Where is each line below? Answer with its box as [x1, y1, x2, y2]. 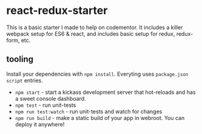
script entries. [6, 76, 44, 84]
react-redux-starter [6, 4, 108, 18]
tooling [6, 54, 33, 64]
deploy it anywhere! [15, 121, 65, 128]
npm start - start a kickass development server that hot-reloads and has [15, 89, 196, 96]
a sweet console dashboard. [15, 95, 86, 102]
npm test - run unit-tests [15, 101, 76, 109]
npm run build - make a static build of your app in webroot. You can [15, 114, 185, 121]
